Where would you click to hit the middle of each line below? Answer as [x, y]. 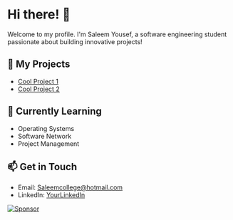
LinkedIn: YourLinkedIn [51, 195]
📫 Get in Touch [42, 167]
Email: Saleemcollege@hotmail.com [70, 187]
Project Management [48, 143]
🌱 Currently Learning [55, 111]
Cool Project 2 [39, 89]
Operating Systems [46, 128]
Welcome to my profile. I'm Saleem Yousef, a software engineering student [117, 34]
